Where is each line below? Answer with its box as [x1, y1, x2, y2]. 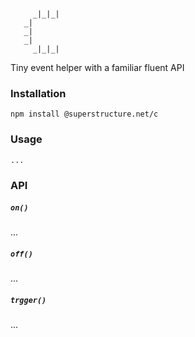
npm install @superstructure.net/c [10, 109, 159, 120]
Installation [10, 86, 67, 100]
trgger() [10, 296, 47, 306]
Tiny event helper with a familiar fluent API [10, 62, 185, 73]
